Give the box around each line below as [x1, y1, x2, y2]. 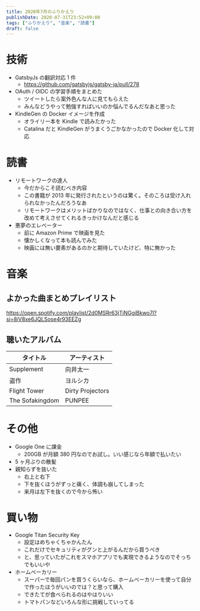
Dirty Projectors [65, 387, 110, 395]
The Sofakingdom [9, 396, 60, 405]
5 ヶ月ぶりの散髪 [14, 458, 57, 465]
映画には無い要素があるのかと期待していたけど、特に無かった [23, 244, 176, 251]
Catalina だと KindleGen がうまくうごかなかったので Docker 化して [23, 125, 189, 132]
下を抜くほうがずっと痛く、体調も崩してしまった [23, 480, 145, 488]
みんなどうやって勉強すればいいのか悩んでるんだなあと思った [23, 103, 176, 110]
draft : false [6, 25, 39, 32]
